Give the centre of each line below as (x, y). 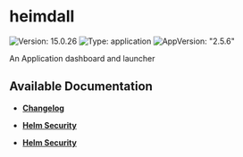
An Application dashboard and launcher (82, 58)
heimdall (42, 17)
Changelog (43, 108)
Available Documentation (81, 87)
